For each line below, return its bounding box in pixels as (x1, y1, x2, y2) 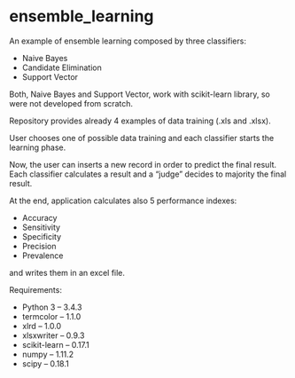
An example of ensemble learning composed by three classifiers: (9, 35, 246, 46)
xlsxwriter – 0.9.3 (21, 330, 85, 341)
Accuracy (21, 212, 58, 223)
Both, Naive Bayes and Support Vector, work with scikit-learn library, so (9, 89, 270, 99)
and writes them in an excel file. (9, 267, 126, 278)
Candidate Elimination (21, 62, 102, 73)
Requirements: (9, 284, 62, 295)
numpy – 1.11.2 (21, 349, 74, 359)
